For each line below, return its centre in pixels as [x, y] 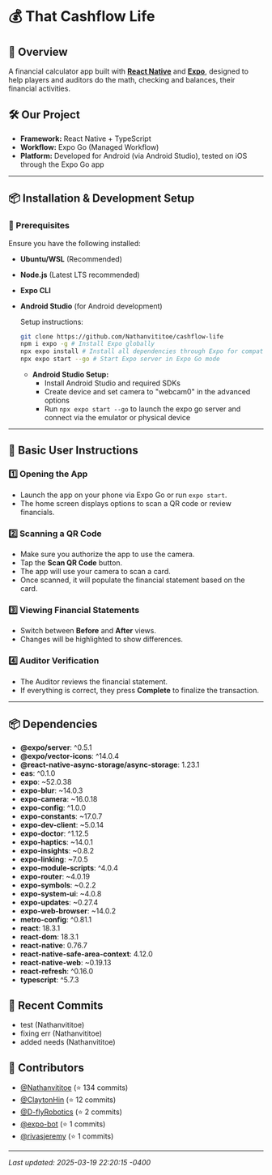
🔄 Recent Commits [56, 1005]
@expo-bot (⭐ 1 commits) [63, 1124]
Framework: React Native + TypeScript [85, 138]
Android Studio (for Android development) [91, 306]
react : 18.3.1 [40, 928]
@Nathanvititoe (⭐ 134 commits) [74, 1088]
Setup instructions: [51, 321]
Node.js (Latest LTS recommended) [80, 275]
